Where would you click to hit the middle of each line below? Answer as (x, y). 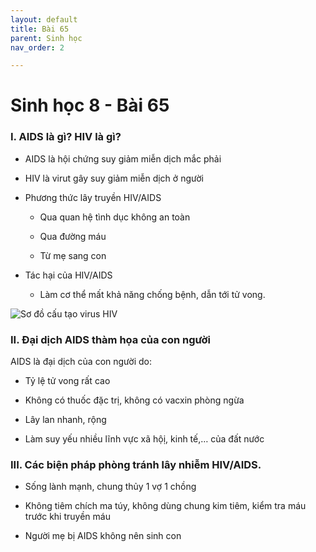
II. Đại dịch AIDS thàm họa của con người (110, 339)
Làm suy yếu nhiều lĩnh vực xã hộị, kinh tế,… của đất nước (144, 439)
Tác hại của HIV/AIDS (68, 275)
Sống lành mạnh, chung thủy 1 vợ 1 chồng (110, 487)
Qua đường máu (73, 236)
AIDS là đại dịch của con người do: (81, 362)
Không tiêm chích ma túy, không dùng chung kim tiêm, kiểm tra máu (165, 506)
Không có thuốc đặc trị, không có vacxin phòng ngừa (134, 400)
